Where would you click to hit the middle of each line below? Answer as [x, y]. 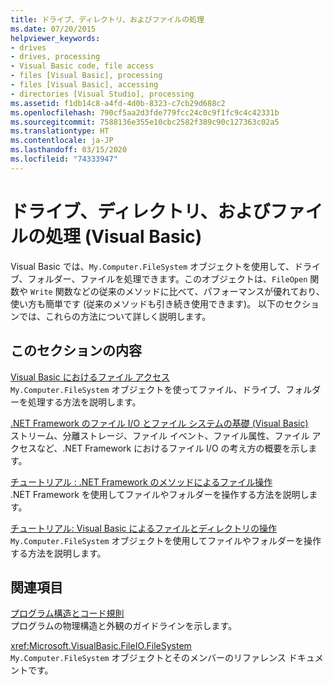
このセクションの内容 [76, 351]
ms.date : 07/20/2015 [53, 29]
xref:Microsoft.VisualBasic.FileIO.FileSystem [101, 646]
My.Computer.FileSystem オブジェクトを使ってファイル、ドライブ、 [148, 389]
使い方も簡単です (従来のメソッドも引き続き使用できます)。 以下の [147, 303]
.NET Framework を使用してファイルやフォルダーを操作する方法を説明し [160, 494]
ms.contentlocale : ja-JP [62, 141]
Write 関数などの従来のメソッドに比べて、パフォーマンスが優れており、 [177, 291]
